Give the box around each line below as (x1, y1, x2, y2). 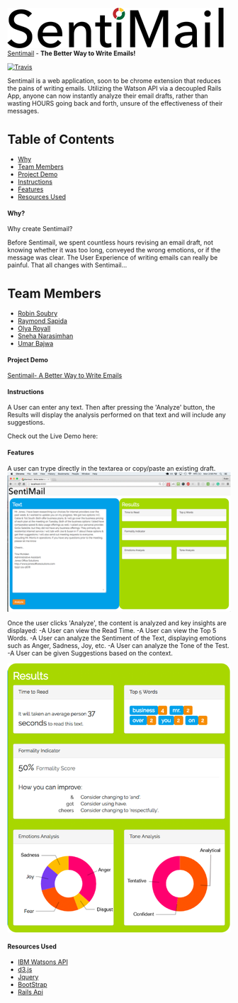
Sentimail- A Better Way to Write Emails (7, 371, 123, 380)
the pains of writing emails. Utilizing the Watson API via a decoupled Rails (7, 84, 222, 92)
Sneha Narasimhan (17, 332, 74, 340)
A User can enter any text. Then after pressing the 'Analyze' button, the (7, 403, 215, 412)
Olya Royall (17, 324, 51, 333)
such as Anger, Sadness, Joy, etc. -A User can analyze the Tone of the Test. (7, 641, 229, 649)
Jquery (17, 973, 39, 982)
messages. (7, 107, 40, 115)
